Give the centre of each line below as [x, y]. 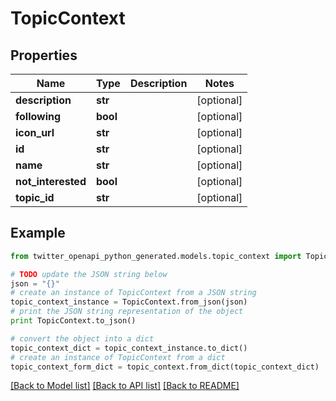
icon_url [35, 132]
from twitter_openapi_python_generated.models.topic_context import [156, 256]
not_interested [51, 181]
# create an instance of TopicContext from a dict [118, 357]
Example [38, 233]
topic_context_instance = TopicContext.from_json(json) [129, 302]
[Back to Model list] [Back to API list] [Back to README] [125, 386]
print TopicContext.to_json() [73, 321]
